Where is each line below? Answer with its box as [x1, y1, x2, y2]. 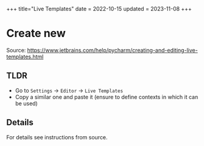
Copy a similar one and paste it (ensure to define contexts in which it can [15, 93, 199, 100]
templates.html [6, 53, 44, 60]
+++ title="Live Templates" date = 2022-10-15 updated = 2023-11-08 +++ [6, 5, 192, 12]
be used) [15, 100, 38, 107]
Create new [6, 27, 66, 40]
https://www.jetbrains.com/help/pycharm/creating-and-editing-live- [27, 46, 198, 54]
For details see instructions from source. [6, 133, 108, 141]
